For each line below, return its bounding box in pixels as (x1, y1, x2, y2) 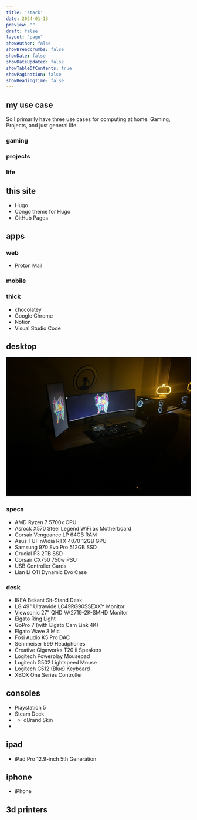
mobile (6, 276, 26, 285)
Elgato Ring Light (14, 615, 56, 622)
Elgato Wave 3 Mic (14, 627, 60, 635)
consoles (6, 689, 40, 698)
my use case (6, 100, 53, 110)
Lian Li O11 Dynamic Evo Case (14, 568, 87, 575)
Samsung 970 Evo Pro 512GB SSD (14, 544, 97, 551)
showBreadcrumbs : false (6, 47, 64, 53)
